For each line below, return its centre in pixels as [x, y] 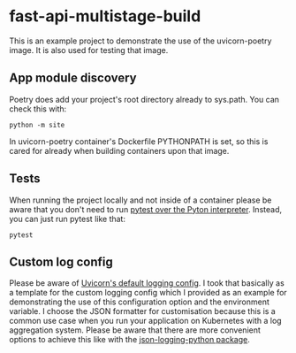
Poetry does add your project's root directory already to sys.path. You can [144, 99]
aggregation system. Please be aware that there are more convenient [135, 330]
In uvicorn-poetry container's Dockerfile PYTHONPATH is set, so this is [139, 141]
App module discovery [73, 78]
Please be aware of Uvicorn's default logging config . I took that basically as [147, 283]
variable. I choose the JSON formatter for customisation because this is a [142, 311]
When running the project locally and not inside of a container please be [140, 200]
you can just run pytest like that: [68, 219]
